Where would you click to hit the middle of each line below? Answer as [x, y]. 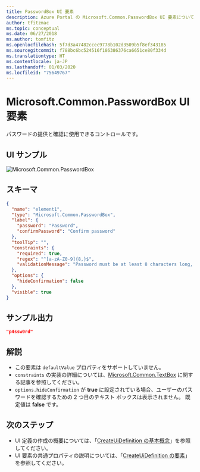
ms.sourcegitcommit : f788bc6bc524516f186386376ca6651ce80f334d [86, 51]
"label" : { [25, 220]
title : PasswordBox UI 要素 [40, 12]
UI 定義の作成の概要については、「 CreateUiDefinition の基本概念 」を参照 [103, 440]
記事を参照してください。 [51, 382]
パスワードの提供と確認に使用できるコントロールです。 [74, 134]
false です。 [46, 405]
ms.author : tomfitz [30, 39]
